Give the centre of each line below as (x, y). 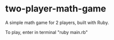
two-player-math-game (56, 9)
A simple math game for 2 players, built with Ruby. (57, 22)
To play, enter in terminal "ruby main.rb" (46, 32)
